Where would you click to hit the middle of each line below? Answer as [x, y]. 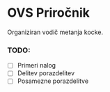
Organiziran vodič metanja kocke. [55, 32]
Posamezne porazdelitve [53, 81]
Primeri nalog [37, 66]
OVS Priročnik [49, 13]
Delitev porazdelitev [46, 73]
